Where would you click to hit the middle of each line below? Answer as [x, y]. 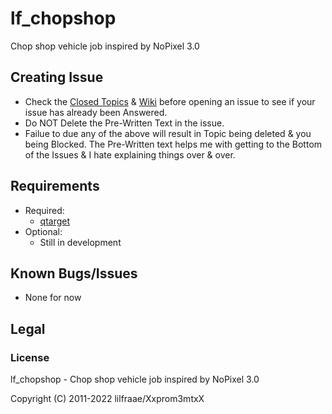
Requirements [55, 186]
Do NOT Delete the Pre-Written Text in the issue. [124, 123]
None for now [53, 298]
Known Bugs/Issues [74, 273]
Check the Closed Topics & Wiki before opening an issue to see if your [170, 101]
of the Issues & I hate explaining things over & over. [130, 154]
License [30, 357]
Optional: [43, 231]
